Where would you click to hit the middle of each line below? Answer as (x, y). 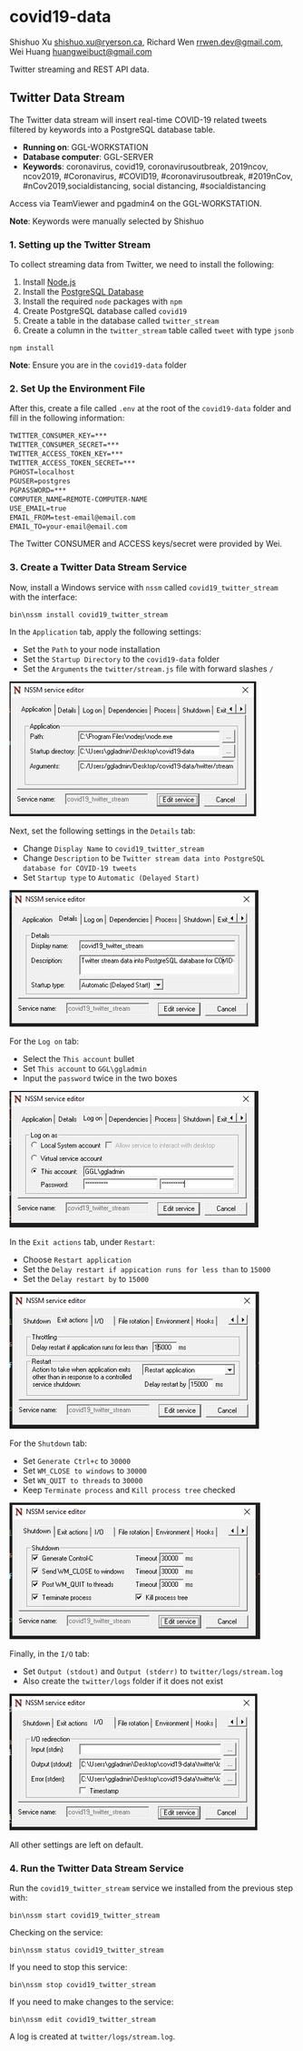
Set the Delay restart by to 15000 (86, 1278)
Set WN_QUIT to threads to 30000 (83, 1480)
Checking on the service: (56, 1932)
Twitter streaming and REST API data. (79, 69)
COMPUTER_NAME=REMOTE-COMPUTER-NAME (78, 500)
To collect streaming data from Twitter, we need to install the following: (142, 265)
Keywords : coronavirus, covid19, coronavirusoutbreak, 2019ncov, (146, 167)
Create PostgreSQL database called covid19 (105, 311)
